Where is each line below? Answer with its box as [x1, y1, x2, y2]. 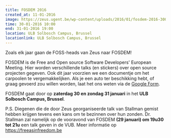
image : [5, 17, 19, 22]
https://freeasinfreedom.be [5, 127, 62, 133]
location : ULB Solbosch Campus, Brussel [5, 31, 93, 36]
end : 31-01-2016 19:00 [5, 26, 53, 31]
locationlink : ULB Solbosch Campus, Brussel [5, 36, 101, 41]
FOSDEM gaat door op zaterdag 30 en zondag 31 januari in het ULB [5, 90, 149, 97]
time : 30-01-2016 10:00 [5, 21, 56, 27]
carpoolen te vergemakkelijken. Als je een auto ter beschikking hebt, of [5, 75, 154, 81]
